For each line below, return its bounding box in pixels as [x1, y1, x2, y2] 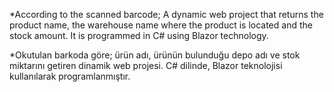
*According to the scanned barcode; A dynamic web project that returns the [9, 9, 324, 20]
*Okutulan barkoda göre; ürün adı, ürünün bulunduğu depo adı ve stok [9, 49, 301, 61]
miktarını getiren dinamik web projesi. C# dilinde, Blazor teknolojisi [9, 60, 283, 71]
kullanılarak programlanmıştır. [9, 70, 131, 82]
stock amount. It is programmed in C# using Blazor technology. [9, 30, 269, 41]
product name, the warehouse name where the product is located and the [9, 19, 313, 31]
